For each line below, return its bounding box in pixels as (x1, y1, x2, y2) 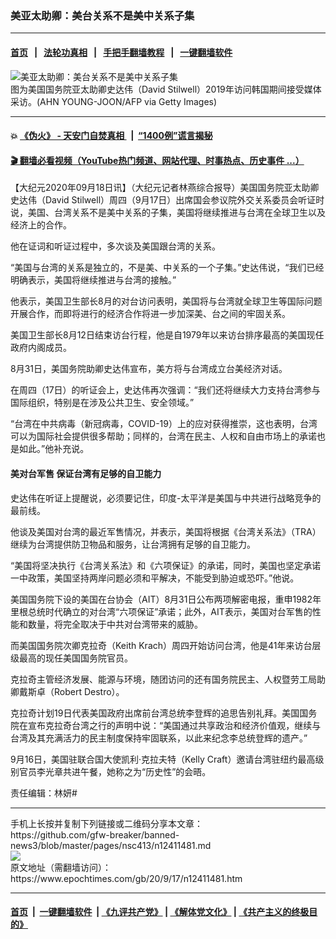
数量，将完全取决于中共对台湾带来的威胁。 (27, 618, 203, 630)
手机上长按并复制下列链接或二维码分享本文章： (10, 817, 203, 829)
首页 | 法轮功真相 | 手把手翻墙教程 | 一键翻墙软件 (10, 46, 233, 58)
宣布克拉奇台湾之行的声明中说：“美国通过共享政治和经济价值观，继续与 (27, 719, 322, 731)
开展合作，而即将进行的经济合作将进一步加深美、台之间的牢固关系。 (10, 308, 291, 320)
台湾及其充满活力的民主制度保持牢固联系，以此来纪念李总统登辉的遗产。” (10, 732, 308, 744)
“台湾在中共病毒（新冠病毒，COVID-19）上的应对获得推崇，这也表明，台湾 (10, 418, 318, 430)
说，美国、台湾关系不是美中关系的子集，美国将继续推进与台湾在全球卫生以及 (10, 207, 326, 219)
